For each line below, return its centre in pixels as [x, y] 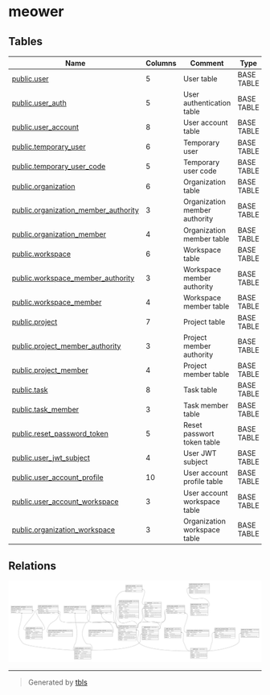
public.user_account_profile [57, 477]
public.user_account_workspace [65, 501]
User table [201, 79]
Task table [200, 390]
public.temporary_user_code [59, 167]
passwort [199, 433]
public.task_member [45, 410]
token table [202, 442]
